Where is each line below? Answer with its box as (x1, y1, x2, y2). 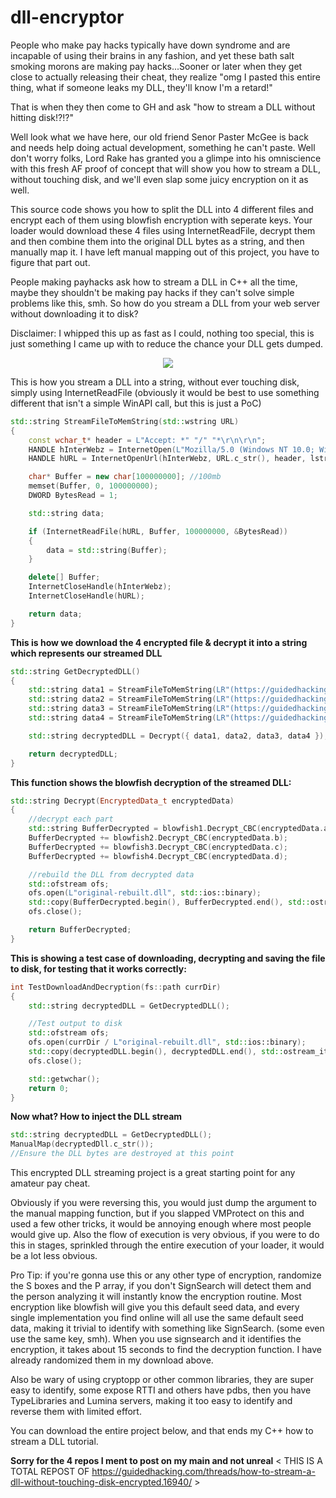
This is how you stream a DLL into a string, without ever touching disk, (10, 376, 300, 388)
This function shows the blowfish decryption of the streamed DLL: (10, 776, 292, 788)
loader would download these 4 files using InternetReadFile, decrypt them (10, 224, 316, 236)
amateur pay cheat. (10, 1177, 91, 1190)
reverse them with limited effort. (10, 1406, 142, 1418)
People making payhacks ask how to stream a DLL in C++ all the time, (10, 276, 298, 288)
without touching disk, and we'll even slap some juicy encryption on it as (10, 173, 309, 185)
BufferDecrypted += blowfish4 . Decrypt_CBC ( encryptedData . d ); (28, 851, 288, 861)
